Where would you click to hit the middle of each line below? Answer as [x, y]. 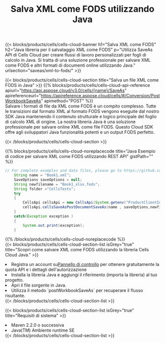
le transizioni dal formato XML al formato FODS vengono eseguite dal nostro [82, 111]
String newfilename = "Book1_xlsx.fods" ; [57, 184]
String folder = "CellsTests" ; [45, 189]
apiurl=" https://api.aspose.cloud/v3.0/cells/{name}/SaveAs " [66, 91]
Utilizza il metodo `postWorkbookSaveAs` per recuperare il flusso [77, 290]
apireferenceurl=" [23, 96]
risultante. [15, 296]
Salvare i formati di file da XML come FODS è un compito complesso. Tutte [81, 106]
